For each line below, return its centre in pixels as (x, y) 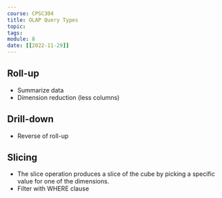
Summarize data (40, 90)
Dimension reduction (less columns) (68, 97)
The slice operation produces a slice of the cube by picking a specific (116, 174)
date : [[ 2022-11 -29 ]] (38, 46)
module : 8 (21, 39)
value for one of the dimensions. (63, 181)
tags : (15, 33)
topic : (17, 26)
